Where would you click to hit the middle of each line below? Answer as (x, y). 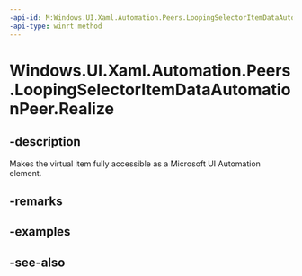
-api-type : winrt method (56, 26)
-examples (40, 231)
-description (45, 142)
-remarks (36, 201)
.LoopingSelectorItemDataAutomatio (150, 89)
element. (26, 173)
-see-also (37, 262)
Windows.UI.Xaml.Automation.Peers (150, 71)
